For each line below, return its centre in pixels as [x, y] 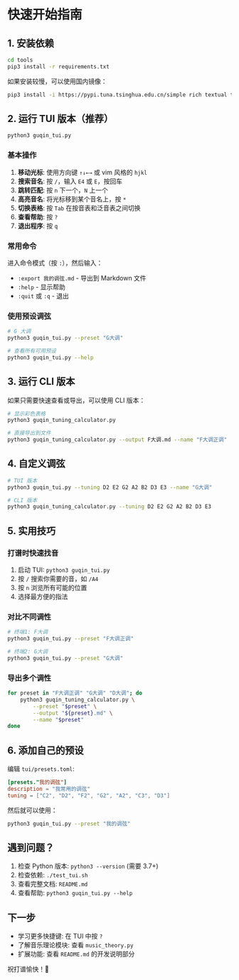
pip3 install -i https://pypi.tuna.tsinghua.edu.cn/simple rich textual [117, 95]
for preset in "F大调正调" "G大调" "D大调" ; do [75, 693]
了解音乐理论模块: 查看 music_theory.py [75, 945]
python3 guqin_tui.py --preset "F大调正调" [70, 639]
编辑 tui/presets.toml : [41, 769]
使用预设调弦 [30, 316]
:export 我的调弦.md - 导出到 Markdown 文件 [82, 278]
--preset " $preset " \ [65, 706]
